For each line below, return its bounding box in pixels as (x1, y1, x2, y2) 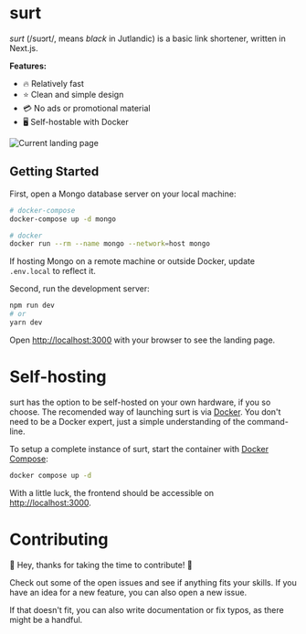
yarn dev (9, 318, 43, 327)
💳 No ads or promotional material (22, 102, 151, 113)
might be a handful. (9, 614, 83, 625)
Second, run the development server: (9, 283, 150, 294)
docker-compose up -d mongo (9, 214, 117, 224)
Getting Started (9, 164, 100, 180)
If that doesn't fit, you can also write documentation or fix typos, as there (9, 604, 285, 615)
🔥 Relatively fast (22, 78, 85, 89)
